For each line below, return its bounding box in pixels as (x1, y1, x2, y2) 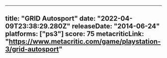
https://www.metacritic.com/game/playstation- (8, 37, 161, 46)
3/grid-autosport (5, 45, 59, 54)
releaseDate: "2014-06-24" (72, 22, 160, 30)
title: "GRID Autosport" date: (5, 14, 96, 23)
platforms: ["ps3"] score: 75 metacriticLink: (5, 30, 144, 38)
